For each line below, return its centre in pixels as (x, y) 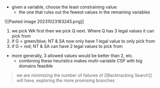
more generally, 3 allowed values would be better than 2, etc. (72, 56)
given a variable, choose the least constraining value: (65, 7)
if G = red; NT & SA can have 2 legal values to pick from (67, 46)
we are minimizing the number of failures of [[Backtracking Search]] (84, 75)
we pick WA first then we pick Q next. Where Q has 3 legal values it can (83, 31)
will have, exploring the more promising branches (65, 80)
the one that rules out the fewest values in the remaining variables (84, 12)
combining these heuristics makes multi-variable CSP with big (80, 61)
